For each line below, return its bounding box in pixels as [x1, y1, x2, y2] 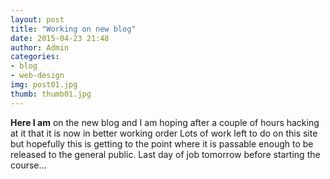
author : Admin [10, 42, 70, 53]
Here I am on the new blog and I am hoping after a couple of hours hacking [10, 116, 320, 128]
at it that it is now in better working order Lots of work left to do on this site [10, 127, 318, 139]
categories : [10, 52, 60, 62]
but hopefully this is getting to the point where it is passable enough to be [10, 137, 314, 150]
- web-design [10, 71, 65, 81]
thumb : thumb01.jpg [10, 89, 92, 99]
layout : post [10, 14, 65, 25]
